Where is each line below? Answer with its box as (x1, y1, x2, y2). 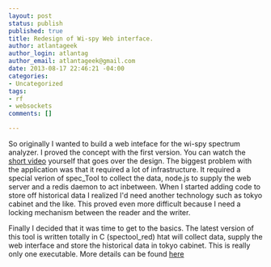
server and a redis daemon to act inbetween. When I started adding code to (8, 182, 261, 191)
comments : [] (8, 110, 53, 118)
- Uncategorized (8, 79, 63, 87)
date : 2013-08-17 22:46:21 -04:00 (8, 65, 125, 73)
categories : (8, 72, 49, 80)
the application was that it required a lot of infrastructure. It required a (8, 165, 241, 174)
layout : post (8, 11, 53, 20)
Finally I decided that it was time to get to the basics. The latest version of (8, 223, 255, 233)
